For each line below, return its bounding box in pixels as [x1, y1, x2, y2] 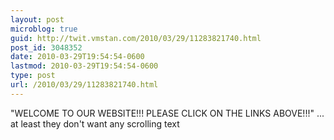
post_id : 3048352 [10, 42, 83, 53]
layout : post [10, 14, 65, 25]
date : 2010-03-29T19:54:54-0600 [10, 52, 145, 62]
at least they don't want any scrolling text [10, 117, 180, 130]
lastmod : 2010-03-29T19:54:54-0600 [10, 61, 159, 71]
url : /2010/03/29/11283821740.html [10, 80, 159, 90]
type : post [10, 71, 56, 81]
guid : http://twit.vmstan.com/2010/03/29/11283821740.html [10, 33, 262, 43]
